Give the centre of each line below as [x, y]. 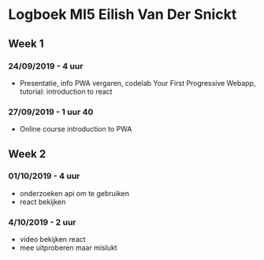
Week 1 [26, 44]
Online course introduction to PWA [76, 129]
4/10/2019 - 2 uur [42, 222]
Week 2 [27, 154]
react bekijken [43, 202]
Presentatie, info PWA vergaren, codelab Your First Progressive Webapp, [138, 83]
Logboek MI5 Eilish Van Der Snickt [123, 15]
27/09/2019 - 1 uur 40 [51, 112]
